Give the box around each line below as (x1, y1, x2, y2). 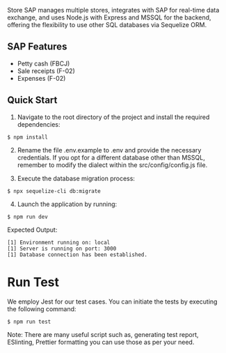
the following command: (7, 304, 76, 313)
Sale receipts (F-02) (17, 66, 75, 75)
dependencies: (17, 120, 60, 128)
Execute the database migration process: (17, 174, 136, 182)
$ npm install (7, 134, 49, 141)
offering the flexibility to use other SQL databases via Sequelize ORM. (7, 21, 207, 29)
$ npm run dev (7, 213, 49, 220)
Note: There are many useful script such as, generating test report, (7, 330, 199, 338)
